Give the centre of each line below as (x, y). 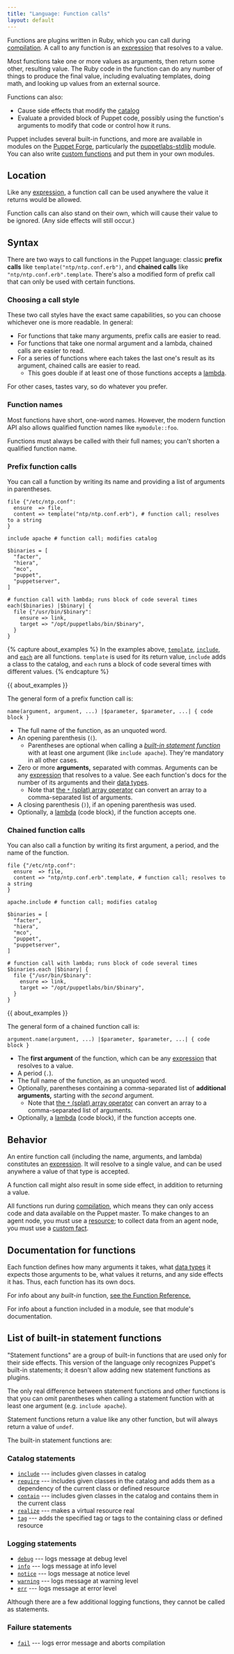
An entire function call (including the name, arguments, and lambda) (105, 1157)
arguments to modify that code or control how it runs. (94, 125)
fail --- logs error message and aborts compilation (91, 1643)
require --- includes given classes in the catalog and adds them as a (116, 1481)
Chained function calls (46, 830)
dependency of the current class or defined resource (93, 1488)
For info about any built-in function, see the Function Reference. (99, 1295)
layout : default (31, 20)
